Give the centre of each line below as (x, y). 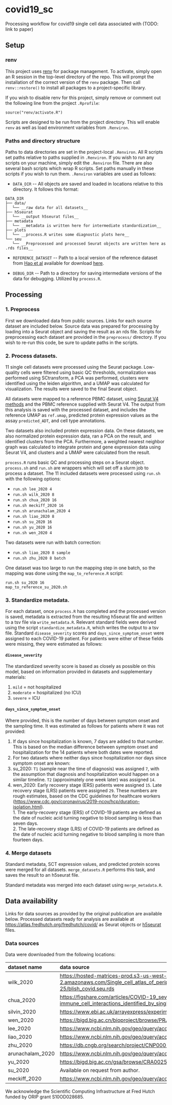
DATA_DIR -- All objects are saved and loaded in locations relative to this (88, 184)
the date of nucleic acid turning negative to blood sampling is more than (89, 834)
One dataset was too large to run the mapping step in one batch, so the (80, 568)
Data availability (31, 901)
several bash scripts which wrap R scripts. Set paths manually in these (80, 168)
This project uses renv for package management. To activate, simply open (84, 71)
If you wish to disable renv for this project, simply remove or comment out (83, 97)
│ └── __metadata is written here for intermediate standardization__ (83, 225)
